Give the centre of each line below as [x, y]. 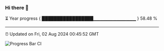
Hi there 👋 [17, 8]
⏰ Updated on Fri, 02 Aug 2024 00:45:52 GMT [52, 34]
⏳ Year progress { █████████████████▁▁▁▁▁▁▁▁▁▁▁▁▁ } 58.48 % [81, 18]
